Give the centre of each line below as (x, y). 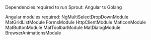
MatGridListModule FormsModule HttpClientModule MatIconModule (75, 22)
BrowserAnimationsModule (33, 33)
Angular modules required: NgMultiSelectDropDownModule (67, 17)
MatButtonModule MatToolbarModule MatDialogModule (63, 27)
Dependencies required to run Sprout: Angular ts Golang (64, 7)
